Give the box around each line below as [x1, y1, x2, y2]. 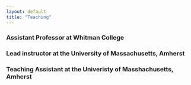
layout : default [6, 8, 46, 15]
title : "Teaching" [6, 14, 52, 20]
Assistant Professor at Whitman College [6, 34, 125, 42]
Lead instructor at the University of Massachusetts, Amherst [6, 50, 185, 58]
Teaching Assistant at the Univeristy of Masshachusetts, [6, 66, 174, 74]
